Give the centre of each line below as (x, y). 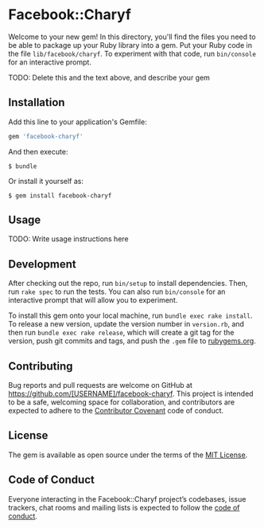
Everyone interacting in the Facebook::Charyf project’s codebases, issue (127, 499)
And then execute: (38, 151)
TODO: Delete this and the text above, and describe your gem (109, 77)
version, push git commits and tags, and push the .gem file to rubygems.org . (132, 341)
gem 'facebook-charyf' (46, 136)
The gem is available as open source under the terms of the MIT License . (128, 455)
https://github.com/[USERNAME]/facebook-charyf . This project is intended (131, 394)
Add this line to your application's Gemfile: (78, 122)
